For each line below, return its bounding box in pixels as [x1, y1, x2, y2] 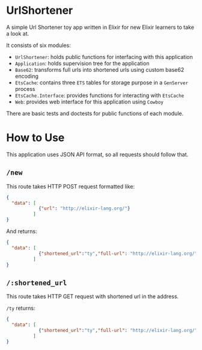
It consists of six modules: [6, 42, 71, 49]
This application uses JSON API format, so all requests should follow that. [6, 151, 189, 158]
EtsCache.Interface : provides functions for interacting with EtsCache [14, 92, 185, 99]
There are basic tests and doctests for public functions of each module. [6, 110, 184, 117]
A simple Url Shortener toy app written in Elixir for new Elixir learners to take [6, 23, 194, 31]
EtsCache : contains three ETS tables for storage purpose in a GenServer [14, 79, 188, 86]
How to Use [6, 131, 65, 145]
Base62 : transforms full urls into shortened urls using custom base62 [14, 66, 185, 73]
